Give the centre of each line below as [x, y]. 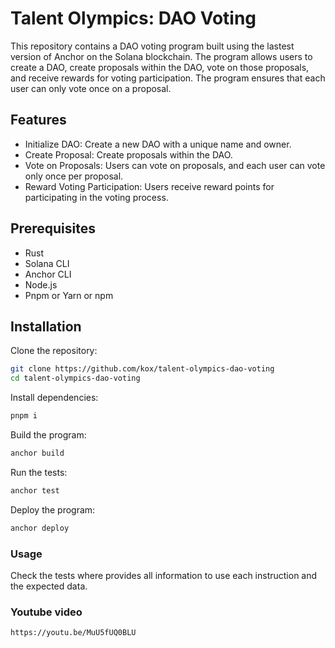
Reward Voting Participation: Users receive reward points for [149, 186]
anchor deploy [40, 528]
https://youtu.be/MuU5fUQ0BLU [73, 633]
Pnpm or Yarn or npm [69, 295]
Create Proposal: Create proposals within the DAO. [128, 154]
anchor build [37, 453]
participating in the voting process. [96, 197]
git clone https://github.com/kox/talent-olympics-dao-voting [142, 369]
